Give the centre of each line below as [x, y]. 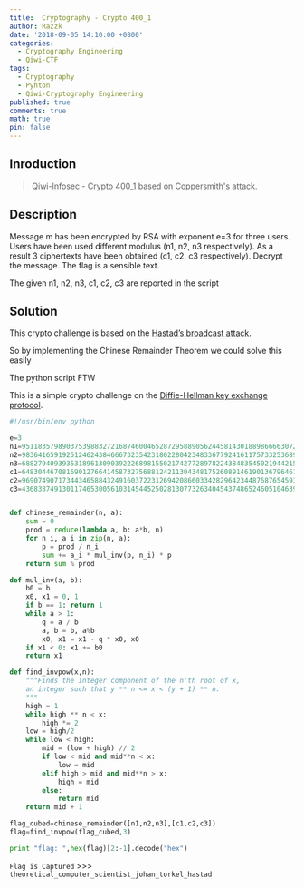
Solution [33, 312]
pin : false [30, 128]
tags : [19, 69]
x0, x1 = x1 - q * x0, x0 [91, 639]
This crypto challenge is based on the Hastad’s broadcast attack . [130, 333]
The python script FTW [52, 378]
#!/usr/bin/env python [52, 422]
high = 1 [42, 706]
